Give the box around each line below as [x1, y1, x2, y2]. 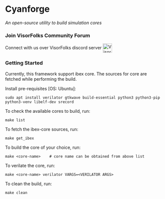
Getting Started [5, 60, 43, 66]
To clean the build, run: [5, 181, 52, 187]
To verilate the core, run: [5, 163, 55, 168]
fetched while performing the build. [5, 76, 77, 82]
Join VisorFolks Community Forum [5, 32, 90, 39]
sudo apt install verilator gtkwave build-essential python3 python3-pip [5, 95, 161, 100]
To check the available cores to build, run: [5, 108, 90, 114]
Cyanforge [5, 3, 50, 15]
